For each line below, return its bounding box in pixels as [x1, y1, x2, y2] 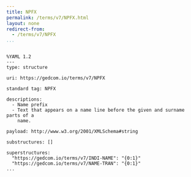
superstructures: [6, 150, 51, 156]
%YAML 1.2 [6, 54, 32, 60]
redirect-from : [6, 26, 45, 32]
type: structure [6, 65, 48, 71]
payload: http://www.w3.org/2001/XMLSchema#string [6, 129, 138, 135]
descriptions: [6, 96, 43, 103]
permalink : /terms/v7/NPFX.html [6, 15, 89, 21]
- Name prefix [12, 102, 48, 108]
